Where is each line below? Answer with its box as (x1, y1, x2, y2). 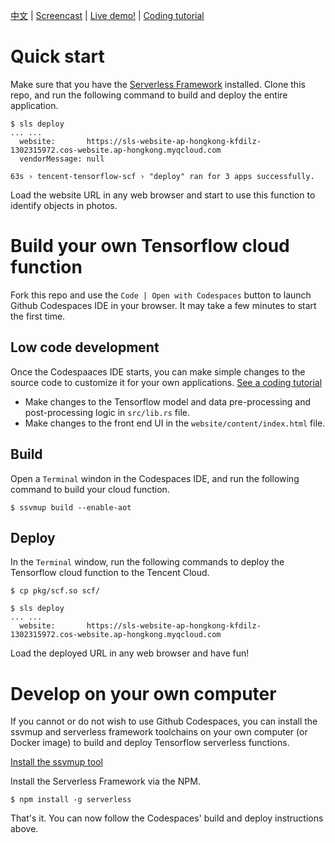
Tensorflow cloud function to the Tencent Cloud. (10, 567, 210, 579)
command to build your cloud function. (10, 483, 170, 495)
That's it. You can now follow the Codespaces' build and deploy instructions (10, 812, 324, 824)
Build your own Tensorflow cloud (10, 235, 290, 258)
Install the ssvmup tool (10, 756, 103, 768)
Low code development (10, 339, 160, 356)
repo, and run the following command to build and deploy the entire (10, 89, 288, 101)
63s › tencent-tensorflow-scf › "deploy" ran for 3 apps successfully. (10, 171, 315, 181)
